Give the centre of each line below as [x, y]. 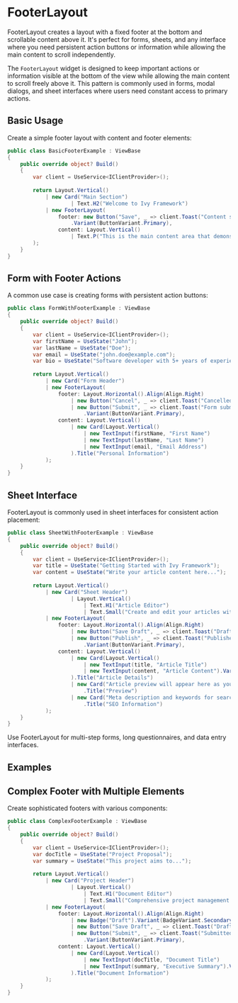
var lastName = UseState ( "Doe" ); [82, 348]
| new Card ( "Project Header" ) [90, 881]
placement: [24, 520]
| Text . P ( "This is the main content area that [141, 237]
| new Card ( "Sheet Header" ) [87, 592]
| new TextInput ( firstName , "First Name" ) [147, 434]
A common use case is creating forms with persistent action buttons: [108, 296]
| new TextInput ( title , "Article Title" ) [145, 665]
